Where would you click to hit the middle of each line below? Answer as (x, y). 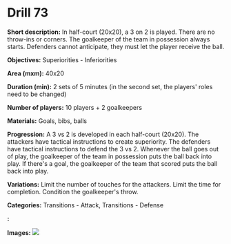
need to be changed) (37, 94)
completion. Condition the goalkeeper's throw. (73, 191)
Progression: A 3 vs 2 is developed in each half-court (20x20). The (103, 134)
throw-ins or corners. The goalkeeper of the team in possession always (109, 39)
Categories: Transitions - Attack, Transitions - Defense (86, 205)
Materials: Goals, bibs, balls (47, 121)
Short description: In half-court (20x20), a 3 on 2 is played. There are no (111, 32)
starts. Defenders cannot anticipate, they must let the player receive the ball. (116, 46)
